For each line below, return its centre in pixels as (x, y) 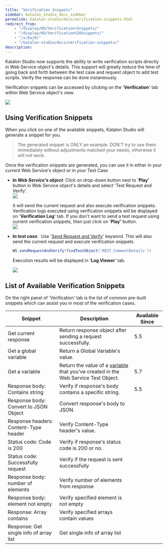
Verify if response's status (90, 442)
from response (76, 486)
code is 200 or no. (81, 448)
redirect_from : (21, 24)
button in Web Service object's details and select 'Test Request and (82, 186)
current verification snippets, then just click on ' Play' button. (75, 222)
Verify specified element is (91, 498)
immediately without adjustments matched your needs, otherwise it (86, 150)
